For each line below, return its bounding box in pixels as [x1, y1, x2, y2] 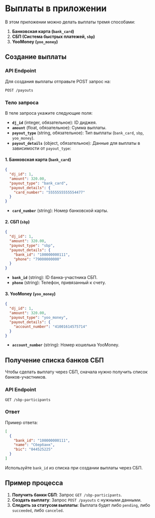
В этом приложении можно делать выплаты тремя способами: [5, 19, 135, 25]
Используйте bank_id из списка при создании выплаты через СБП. [5, 465, 143, 470]
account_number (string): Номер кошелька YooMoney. [12, 342, 120, 348]
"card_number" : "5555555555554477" [14, 190, 85, 195]
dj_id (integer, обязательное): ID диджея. [12, 120, 97, 125]
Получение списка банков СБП [5, 356, 104, 364]
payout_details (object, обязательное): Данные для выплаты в [12, 140, 141, 146]
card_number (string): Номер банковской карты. [12, 207, 109, 214]
